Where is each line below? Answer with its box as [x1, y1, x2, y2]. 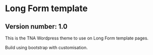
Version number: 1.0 [5, 22, 68, 31]
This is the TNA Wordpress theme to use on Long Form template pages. [5, 35, 149, 41]
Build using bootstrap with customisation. [5, 45, 88, 50]
